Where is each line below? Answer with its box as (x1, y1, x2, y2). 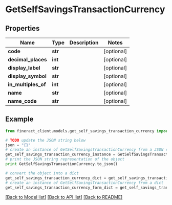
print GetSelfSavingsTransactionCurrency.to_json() (5, 162, 118, 167)
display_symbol (8, 73, 47, 80)
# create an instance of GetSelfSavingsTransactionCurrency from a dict (5, 180, 164, 185)
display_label (8, 64, 40, 71)
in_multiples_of (8, 81, 46, 88)
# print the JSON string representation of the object (5, 157, 125, 162)
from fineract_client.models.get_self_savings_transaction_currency (5, 128, 155, 133)
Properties (5, 24, 40, 33)
